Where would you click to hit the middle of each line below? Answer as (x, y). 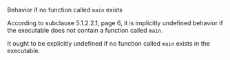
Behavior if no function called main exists (65, 10)
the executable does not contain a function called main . (85, 30)
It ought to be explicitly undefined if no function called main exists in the (108, 43)
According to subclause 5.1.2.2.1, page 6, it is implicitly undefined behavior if (115, 23)
